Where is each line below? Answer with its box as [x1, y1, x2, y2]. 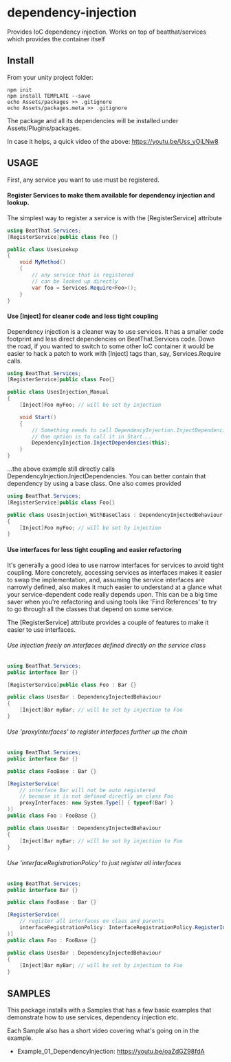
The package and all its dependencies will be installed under [7, 116, 179, 125]
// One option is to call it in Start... [32, 433, 153, 440]
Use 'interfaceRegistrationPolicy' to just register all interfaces [7, 859, 181, 867]
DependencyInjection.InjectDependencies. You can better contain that [7, 472, 206, 480]
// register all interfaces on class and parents [19, 917, 165, 925]
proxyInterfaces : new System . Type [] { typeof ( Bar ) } [19, 800, 174, 807]
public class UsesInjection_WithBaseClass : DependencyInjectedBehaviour [7, 511, 223, 518]
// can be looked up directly [32, 277, 118, 285]
